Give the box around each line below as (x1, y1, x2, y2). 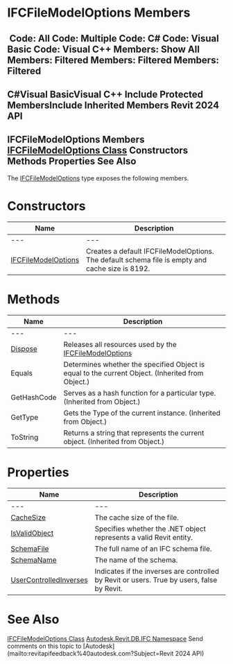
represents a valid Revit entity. (94, 532, 193, 542)
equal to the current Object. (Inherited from (63, 368, 204, 377)
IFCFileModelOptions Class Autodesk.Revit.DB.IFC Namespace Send (7, 634, 203, 642)
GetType (10, 412, 39, 422)
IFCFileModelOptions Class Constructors (7, 144, 189, 157)
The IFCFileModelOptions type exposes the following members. (7, 173, 189, 182)
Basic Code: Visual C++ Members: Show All (7, 43, 200, 55)
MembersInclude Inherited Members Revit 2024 (7, 99, 220, 111)
